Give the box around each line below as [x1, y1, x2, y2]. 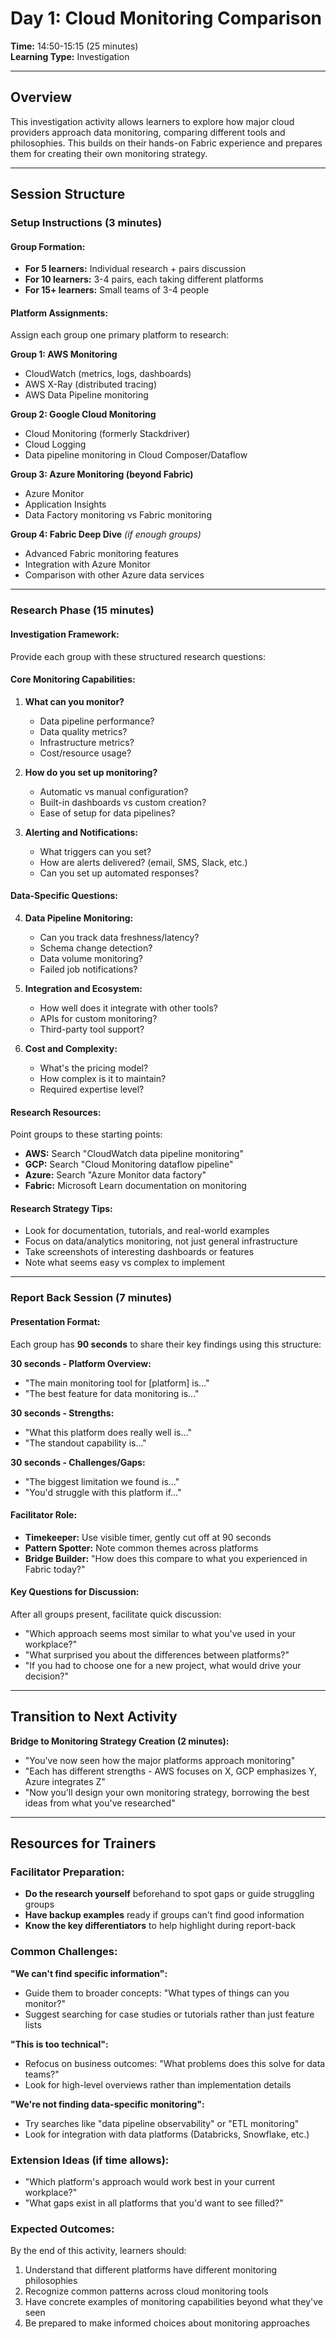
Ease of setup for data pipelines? [39, 807, 176, 819]
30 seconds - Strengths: [10, 1407, 115, 1419]
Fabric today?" [24, 1563, 86, 1575]
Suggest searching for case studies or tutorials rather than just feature [24, 2008, 315, 2020]
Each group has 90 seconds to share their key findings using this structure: [10, 1338, 322, 1350]
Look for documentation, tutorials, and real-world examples [24, 1225, 270, 1237]
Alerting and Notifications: [24, 826, 139, 838]
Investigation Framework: [10, 628, 120, 640]
